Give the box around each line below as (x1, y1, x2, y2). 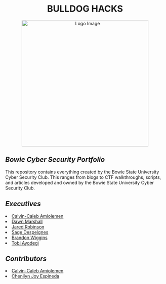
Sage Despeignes (12, 229, 49, 235)
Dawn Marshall (12, 218, 43, 224)
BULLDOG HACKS (47, 3, 123, 15)
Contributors (5, 254, 47, 263)
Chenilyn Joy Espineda (12, 273, 60, 279)
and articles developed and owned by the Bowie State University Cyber (5, 179, 154, 185)
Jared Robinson (12, 223, 45, 230)
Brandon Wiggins (12, 234, 48, 241)
